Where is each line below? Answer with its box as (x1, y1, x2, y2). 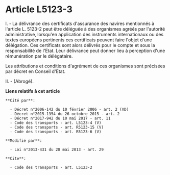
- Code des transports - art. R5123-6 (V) (10, 129, 102, 134)
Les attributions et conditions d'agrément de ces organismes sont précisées (5, 63, 165, 69)
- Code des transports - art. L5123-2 (10, 165, 93, 170)
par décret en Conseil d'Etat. (5, 68, 66, 74)
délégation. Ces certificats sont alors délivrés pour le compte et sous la (5, 42, 155, 48)
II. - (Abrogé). (5, 78, 34, 84)
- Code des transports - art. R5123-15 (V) (10, 124, 104, 130)
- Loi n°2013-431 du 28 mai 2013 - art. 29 (10, 147, 104, 152)
